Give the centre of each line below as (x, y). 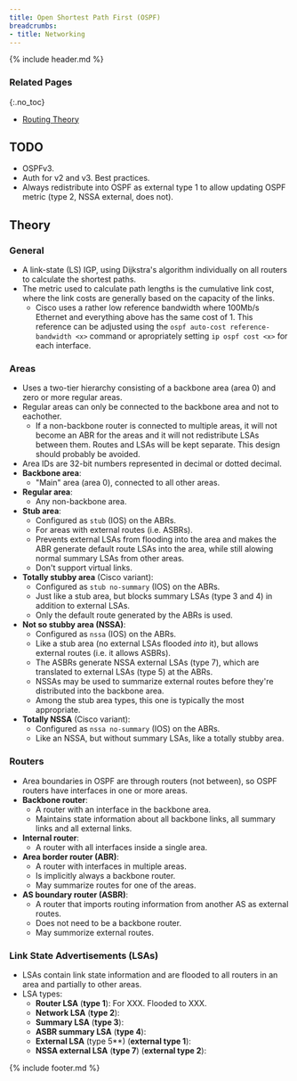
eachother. (42, 416)
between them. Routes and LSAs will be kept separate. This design (158, 445)
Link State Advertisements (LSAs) (84, 955)
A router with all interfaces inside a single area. (121, 847)
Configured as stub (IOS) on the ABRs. (105, 520)
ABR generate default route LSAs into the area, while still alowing (154, 549)
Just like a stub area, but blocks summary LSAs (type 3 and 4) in (154, 596)
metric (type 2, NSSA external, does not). (97, 197)
